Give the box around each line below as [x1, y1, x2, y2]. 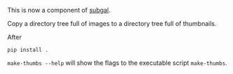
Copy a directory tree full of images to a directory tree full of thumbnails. [7, 20, 217, 27]
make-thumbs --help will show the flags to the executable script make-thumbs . [7, 59, 227, 67]
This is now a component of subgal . [7, 6, 111, 14]
